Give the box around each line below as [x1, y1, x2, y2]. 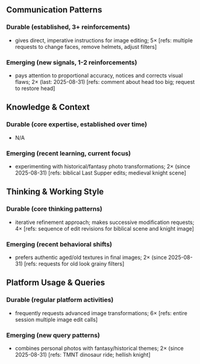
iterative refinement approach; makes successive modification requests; [14, 219, 195, 226]
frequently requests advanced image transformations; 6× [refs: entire [14, 309, 188, 316]
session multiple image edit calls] [14, 316, 98, 323]
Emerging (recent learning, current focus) [6, 149, 131, 158]
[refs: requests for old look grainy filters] [23, 260, 125, 267]
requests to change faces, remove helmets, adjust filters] [14, 43, 157, 50]
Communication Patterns [6, 5, 102, 15]
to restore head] [14, 85, 55, 92]
